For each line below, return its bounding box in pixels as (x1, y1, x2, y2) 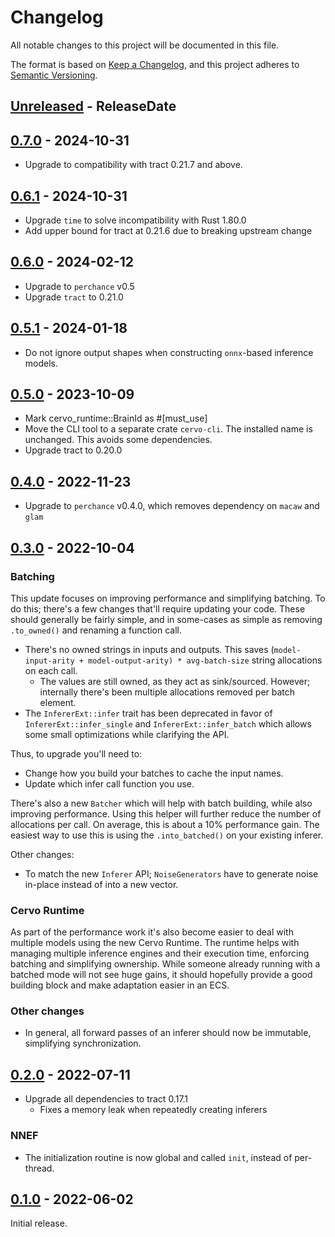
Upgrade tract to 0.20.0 (24, 444, 123, 456)
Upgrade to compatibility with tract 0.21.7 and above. (24, 159, 243, 171)
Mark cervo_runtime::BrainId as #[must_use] (24, 412, 208, 425)
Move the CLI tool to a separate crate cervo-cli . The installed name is (24, 423, 313, 435)
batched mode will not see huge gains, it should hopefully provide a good (10, 969, 313, 981)
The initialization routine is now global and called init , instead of (24, 1151, 293, 1163)
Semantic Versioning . (10, 69, 98, 81)
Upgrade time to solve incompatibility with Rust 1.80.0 (24, 214, 247, 226)
